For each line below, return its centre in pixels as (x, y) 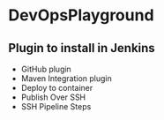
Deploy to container (57, 88)
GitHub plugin (46, 69)
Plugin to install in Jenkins (82, 48)
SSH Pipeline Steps (56, 106)
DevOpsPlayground (82, 15)
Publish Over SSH (53, 97)
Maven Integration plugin (66, 79)
